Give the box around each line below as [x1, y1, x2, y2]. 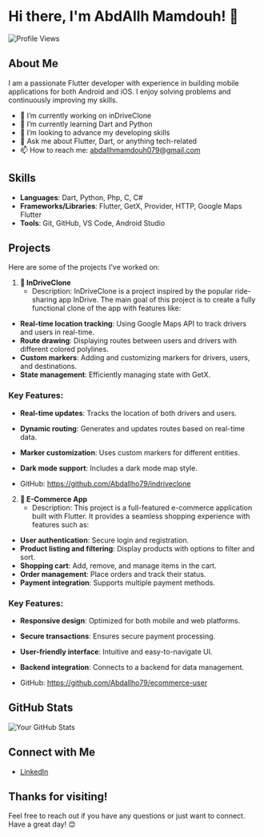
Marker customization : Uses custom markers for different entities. [19, 447, 240, 457]
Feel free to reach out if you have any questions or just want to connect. [8, 811, 246, 821]
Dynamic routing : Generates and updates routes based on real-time [19, 423, 246, 433]
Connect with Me [8, 746, 96, 759]
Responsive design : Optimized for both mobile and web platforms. [19, 615, 241, 625]
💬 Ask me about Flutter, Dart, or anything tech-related [19, 136, 198, 146]
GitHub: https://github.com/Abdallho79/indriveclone [19, 479, 191, 488]
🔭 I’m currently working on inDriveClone [19, 110, 152, 120]
